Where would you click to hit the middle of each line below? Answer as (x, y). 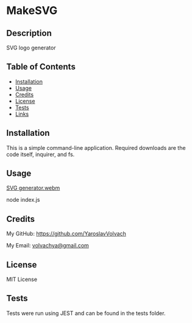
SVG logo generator (31, 48)
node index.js (23, 200)
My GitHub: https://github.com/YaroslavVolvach (66, 234)
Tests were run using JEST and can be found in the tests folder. (86, 313)
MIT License (22, 279)
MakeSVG (32, 11)
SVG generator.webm (33, 188)
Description (29, 33)
